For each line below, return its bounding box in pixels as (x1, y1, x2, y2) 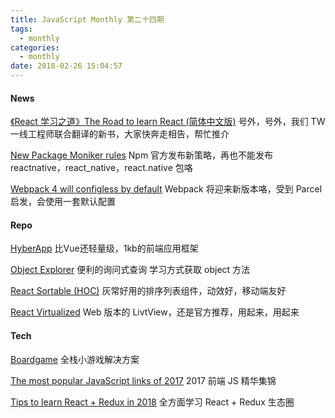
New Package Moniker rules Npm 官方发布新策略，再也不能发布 (10, 149, 274, 161)
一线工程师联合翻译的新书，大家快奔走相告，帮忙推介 (10, 128, 230, 140)
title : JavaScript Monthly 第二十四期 (10, 14, 165, 25)
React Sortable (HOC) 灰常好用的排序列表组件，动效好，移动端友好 (10, 285, 287, 297)
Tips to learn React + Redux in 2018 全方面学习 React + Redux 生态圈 (10, 396, 295, 408)
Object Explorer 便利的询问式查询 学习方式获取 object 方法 (10, 264, 251, 276)
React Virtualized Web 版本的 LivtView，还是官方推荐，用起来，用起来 (10, 306, 300, 318)
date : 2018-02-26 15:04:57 (10, 61, 123, 71)
